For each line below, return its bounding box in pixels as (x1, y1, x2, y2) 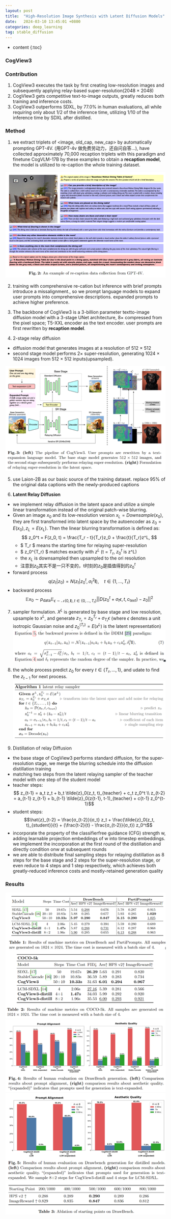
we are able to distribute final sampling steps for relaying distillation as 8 (12, 852, 164, 858)
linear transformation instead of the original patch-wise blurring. (12, 507, 148, 513)
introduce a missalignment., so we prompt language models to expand (12, 288, 160, 295)
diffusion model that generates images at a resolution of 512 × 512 (12, 345, 152, 351)
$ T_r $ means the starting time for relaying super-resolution (20, 542, 147, 548)
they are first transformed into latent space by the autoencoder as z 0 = (12, 518, 162, 526)
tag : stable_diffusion (5, 30, 53, 35)
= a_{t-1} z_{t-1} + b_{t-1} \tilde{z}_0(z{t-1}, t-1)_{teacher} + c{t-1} (13, 795, 150, 801)
